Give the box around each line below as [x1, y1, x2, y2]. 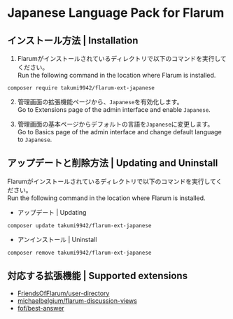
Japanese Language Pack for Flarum [7, 5, 225, 21]
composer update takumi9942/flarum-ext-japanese [7, 222, 152, 229]
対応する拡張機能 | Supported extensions [7, 270, 188, 282]
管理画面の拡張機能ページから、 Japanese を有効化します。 [17, 98, 183, 106]
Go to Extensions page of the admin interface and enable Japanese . [17, 106, 211, 113]
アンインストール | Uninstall [17, 235, 97, 243]
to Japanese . [17, 135, 52, 143]
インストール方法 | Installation [7, 34, 139, 46]
